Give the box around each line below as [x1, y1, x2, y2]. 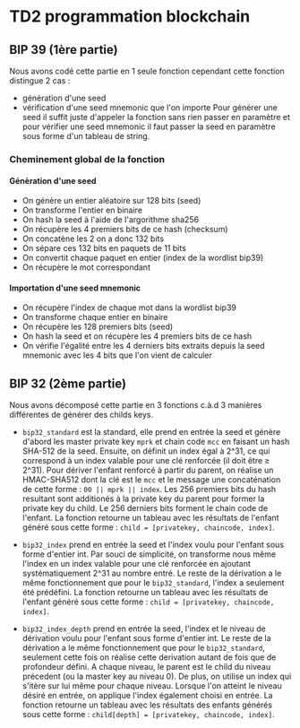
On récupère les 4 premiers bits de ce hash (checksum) [21, 224, 228, 235]
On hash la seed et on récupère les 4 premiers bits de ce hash [21, 331, 253, 342]
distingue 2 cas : [9, 75, 71, 86]
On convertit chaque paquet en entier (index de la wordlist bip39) [21, 253, 264, 264]
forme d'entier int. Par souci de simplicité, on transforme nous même [21, 549, 276, 559]
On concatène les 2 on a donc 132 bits [21, 233, 164, 244]
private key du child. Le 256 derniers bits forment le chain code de [21, 503, 269, 514]
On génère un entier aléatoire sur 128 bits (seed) [21, 195, 201, 206]
